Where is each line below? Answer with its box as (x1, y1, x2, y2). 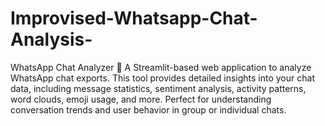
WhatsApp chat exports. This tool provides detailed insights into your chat (10, 72, 315, 84)
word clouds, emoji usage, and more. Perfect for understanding (10, 93, 272, 105)
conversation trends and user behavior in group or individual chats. (10, 103, 287, 116)
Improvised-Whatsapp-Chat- (10, 7, 258, 30)
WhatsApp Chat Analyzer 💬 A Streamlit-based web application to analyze (10, 61, 312, 73)
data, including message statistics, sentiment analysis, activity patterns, (10, 82, 307, 94)
